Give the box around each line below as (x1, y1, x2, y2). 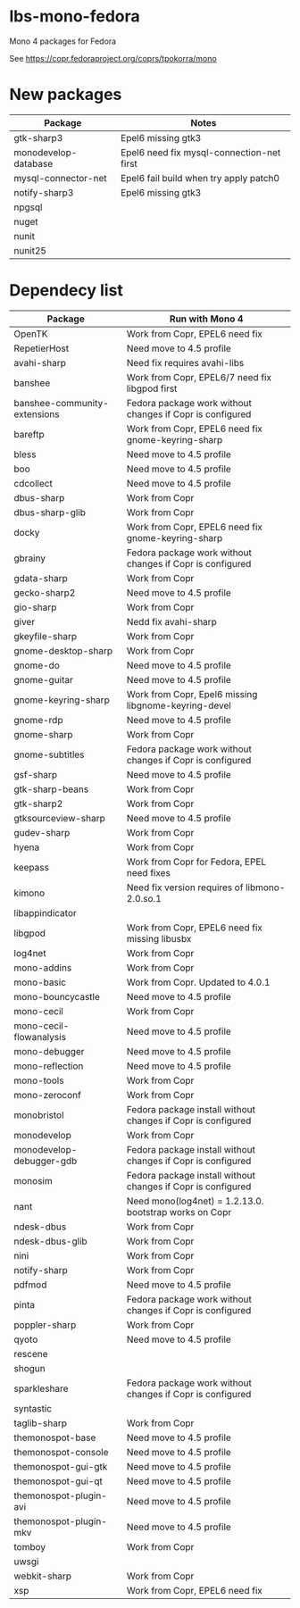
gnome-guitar (13, 673, 74, 686)
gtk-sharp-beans (13, 783, 89, 796)
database (13, 157, 54, 170)
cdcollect (13, 477, 54, 489)
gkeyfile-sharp (13, 629, 78, 642)
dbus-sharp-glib (13, 506, 87, 519)
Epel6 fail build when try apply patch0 (120, 171, 279, 184)
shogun (13, 1362, 46, 1374)
